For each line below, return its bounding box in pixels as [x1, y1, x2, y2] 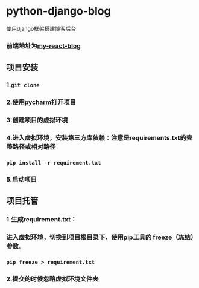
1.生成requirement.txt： [6, 215, 77, 224]
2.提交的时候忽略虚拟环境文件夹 [6, 274, 99, 283]
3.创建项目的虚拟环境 [6, 116, 68, 125]
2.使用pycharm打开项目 [6, 98, 77, 106]
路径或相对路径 [12, 142, 56, 151]
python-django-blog [6, 4, 111, 18]
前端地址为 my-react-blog [6, 41, 81, 50]
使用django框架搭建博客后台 [6, 25, 77, 32]
